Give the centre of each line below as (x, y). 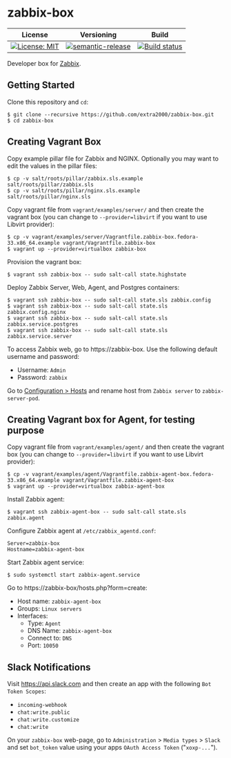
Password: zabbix (42, 377)
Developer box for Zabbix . (44, 63)
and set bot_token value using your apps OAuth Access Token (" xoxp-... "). (112, 748)
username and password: (43, 356)
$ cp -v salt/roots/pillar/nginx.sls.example (73, 191)
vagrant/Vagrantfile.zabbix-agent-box (118, 481)
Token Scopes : (27, 691)
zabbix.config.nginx (37, 312)
